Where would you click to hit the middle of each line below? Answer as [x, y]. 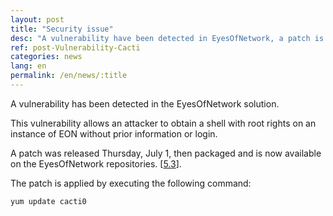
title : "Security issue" [62, 29]
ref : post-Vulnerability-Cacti [75, 47]
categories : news [46, 57]
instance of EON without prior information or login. [114, 133]
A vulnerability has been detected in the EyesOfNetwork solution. [145, 103]
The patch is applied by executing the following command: [131, 183]
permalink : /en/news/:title [69, 76]
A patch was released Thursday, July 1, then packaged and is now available [166, 153]
